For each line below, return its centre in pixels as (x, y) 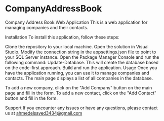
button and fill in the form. (31, 98)
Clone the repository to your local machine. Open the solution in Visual (77, 46)
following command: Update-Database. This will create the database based (82, 62)
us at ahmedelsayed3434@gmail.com (44, 113)
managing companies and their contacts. (47, 27)
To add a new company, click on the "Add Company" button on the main (79, 87)
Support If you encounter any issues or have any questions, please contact (82, 108)
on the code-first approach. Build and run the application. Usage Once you (81, 68)
